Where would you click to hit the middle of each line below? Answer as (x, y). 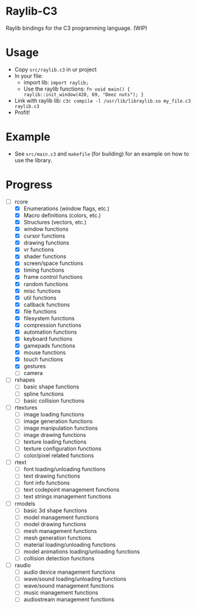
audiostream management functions (69, 599)
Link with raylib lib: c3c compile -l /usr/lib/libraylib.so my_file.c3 (102, 100)
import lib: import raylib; (56, 82)
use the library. (33, 160)
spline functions (44, 394)
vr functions (39, 250)
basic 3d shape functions (55, 510)
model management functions (61, 517)
